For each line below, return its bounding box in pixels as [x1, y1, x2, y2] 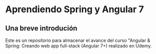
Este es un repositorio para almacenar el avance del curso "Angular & [5, 37, 150, 43]
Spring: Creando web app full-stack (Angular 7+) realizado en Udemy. [5, 43, 152, 49]
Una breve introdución [5, 24, 78, 33]
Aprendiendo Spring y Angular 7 [5, 4, 144, 15]
